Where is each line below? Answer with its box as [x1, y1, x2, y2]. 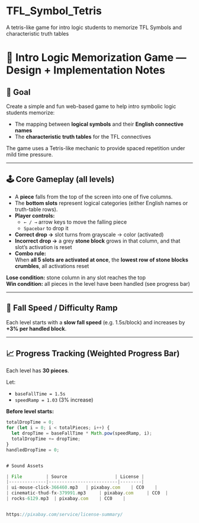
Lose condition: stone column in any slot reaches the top [6, 274, 146, 281]
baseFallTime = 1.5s [14, 391, 66, 397]
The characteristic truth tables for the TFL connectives [14, 133, 151, 140]
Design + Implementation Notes [6, 63, 166, 77]
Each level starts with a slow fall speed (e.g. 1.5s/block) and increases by [6, 318, 185, 326]
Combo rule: [14, 250, 46, 257]
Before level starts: [6, 408, 54, 415]
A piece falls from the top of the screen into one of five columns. [14, 193, 173, 200]
